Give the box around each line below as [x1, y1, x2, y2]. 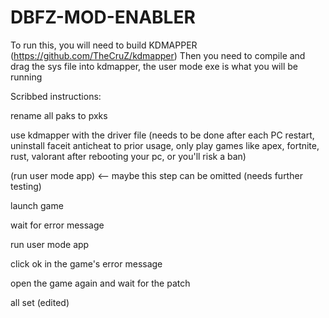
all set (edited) [10, 296, 70, 308]
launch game [10, 199, 64, 211]
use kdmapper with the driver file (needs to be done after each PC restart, [10, 129, 315, 141]
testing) [10, 180, 42, 192]
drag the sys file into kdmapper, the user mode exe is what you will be [10, 60, 298, 72]
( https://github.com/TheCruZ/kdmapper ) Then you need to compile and [10, 49, 306, 61]
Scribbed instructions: [10, 90, 102, 102]
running [10, 71, 43, 83]
